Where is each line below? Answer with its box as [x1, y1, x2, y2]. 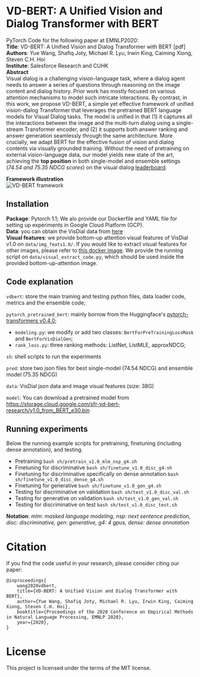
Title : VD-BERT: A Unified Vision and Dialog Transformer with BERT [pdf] [6, 43, 186, 50]
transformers [6, 317, 39, 324]
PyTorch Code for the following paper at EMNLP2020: [6, 36, 139, 44]
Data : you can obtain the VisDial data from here [6, 227, 124, 234]
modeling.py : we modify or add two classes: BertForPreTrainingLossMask [14, 328, 194, 336]
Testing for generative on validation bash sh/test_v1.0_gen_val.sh [14, 495, 179, 502]
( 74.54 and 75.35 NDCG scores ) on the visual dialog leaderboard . [6, 163, 167, 171]
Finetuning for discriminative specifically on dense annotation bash [14, 471, 179, 478]
